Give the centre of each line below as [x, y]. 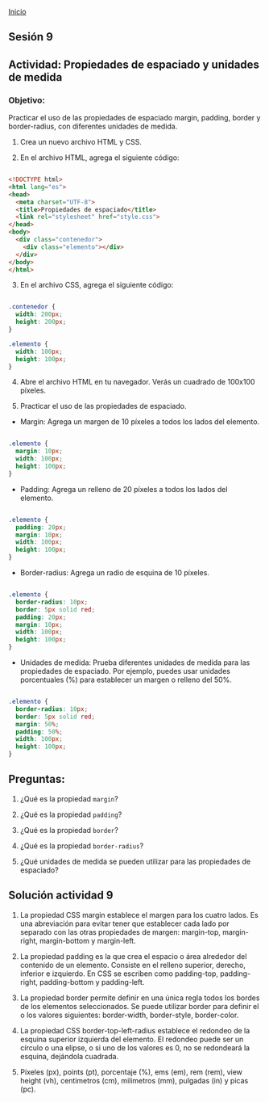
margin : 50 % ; [37, 724]
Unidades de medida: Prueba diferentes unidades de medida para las [135, 662]
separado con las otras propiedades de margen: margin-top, [120, 932]
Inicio [17, 12]
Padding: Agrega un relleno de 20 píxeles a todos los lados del [124, 489]
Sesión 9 [31, 37]
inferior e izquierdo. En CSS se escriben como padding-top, [119, 974]
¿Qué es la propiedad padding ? [71, 814]
